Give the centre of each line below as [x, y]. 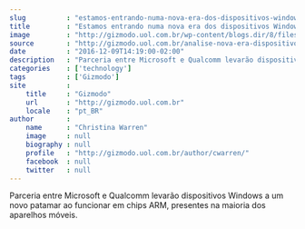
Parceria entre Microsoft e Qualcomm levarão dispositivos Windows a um [147, 195]
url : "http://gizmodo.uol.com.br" [105, 102]
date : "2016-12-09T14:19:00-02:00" [97, 52]
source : [40, 43]
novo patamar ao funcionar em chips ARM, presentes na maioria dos [138, 205]
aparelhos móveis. [44, 215]
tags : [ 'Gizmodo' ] [64, 77]
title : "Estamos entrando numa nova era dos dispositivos [140, 26]
